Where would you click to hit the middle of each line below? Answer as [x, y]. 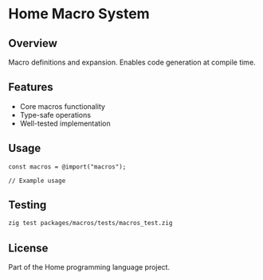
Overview [33, 43]
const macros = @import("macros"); [67, 167]
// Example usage [37, 181]
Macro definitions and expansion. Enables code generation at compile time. [132, 62]
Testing [27, 205]
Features [31, 87]
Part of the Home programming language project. [89, 267]
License [28, 248]
